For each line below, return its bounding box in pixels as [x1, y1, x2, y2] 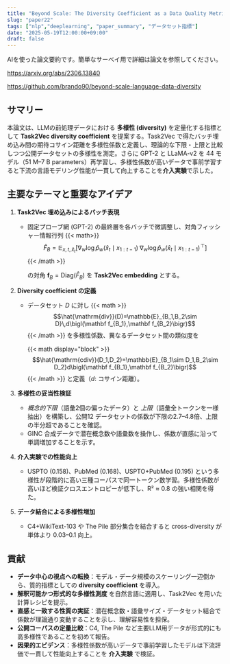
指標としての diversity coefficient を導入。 [40, 581, 164, 589]
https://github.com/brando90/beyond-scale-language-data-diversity [7, 82, 201, 91]
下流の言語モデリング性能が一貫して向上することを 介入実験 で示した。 [18, 166, 217, 174]
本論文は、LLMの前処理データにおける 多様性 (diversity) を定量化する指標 [7, 123, 217, 131]
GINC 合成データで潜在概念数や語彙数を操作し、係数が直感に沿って [27, 430, 218, 438]
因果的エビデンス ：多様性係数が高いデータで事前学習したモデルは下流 [16, 641, 216, 650]
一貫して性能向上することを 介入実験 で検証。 [29, 650, 159, 658]
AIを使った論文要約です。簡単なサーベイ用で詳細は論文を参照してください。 [7, 56, 222, 64]
